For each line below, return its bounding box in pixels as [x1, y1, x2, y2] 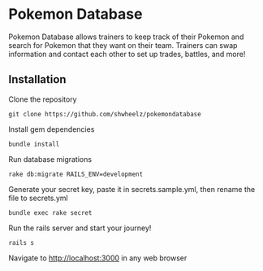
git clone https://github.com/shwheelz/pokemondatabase [8, 110, 201, 118]
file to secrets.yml [8, 193, 68, 203]
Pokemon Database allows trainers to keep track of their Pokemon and [8, 32, 244, 42]
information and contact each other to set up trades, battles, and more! [8, 49, 246, 59]
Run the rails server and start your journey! [8, 223, 152, 233]
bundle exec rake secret [8, 208, 93, 216]
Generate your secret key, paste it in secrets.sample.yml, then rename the [8, 184, 256, 194]
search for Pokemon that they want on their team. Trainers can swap [8, 40, 238, 50]
